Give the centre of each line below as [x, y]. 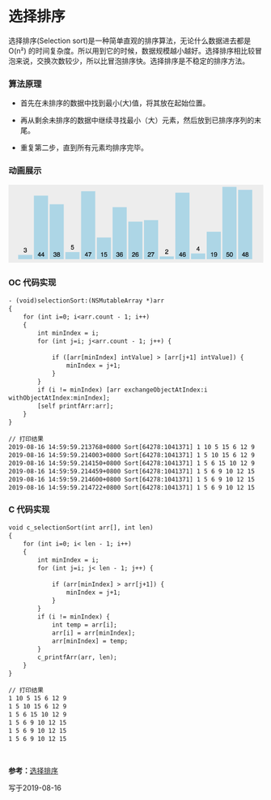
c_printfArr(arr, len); [77, 657]
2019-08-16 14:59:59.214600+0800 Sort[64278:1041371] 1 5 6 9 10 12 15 [131, 479]
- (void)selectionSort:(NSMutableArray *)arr [86, 301]
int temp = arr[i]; [84, 625]
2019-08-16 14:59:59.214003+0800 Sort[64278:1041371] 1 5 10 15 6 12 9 [131, 455]
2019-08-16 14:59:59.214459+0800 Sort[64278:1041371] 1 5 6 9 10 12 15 [131, 471]
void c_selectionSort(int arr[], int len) [81, 528]
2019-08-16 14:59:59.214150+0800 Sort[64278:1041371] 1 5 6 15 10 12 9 [131, 463]
